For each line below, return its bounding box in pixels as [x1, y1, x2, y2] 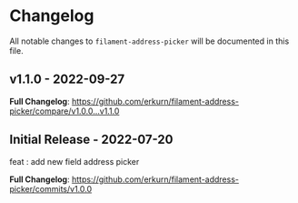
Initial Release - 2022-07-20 [9, 132, 174, 147]
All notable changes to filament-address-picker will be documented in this [9, 36, 290, 46]
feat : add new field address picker [9, 156, 140, 167]
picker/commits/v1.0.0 [9, 183, 93, 194]
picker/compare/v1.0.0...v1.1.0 [9, 106, 120, 117]
